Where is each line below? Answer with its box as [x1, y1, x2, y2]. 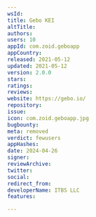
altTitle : [7, 23, 36, 30]
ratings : [7, 82, 33, 89]
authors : [7, 29, 33, 37]
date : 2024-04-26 [7, 147, 58, 154]
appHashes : [7, 141, 39, 148]
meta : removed [7, 128, 49, 135]
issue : [7, 108, 27, 115]
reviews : [7, 88, 33, 96]
